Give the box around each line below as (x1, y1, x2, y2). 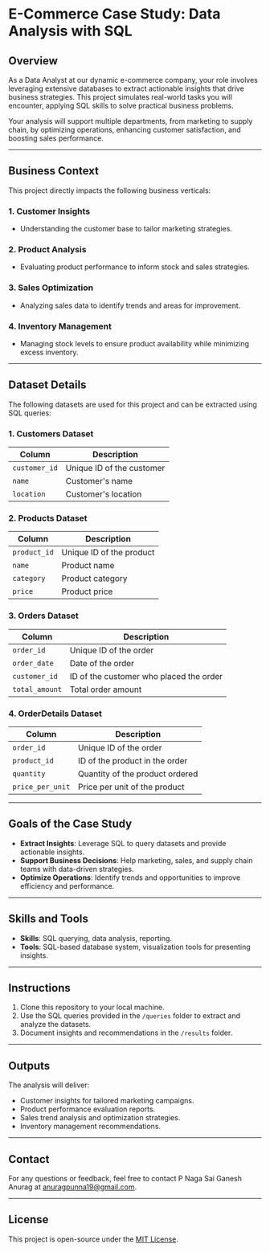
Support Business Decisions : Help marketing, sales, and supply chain (19, 855, 253, 865)
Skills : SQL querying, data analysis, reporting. (19, 933, 173, 943)
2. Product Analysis (8, 244, 87, 256)
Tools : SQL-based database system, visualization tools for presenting (19, 942, 251, 951)
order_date (12, 658, 54, 668)
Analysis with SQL (8, 22, 133, 40)
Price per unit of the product (77, 781, 185, 792)
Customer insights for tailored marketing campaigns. (19, 1096, 194, 1106)
